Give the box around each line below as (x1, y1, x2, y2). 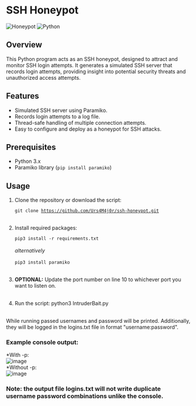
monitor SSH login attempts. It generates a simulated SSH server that (6, 62, 173, 69)
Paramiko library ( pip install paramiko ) (14, 164, 112, 171)
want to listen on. (14, 282, 57, 289)
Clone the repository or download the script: (14, 197, 122, 204)
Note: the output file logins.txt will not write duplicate (6, 385, 161, 393)
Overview (6, 40, 43, 50)
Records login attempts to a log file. (14, 112, 101, 120)
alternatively (14, 247, 45, 254)
